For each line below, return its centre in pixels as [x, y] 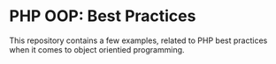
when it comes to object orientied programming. [97, 49]
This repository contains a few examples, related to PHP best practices [138, 40]
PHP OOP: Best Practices [103, 16]
